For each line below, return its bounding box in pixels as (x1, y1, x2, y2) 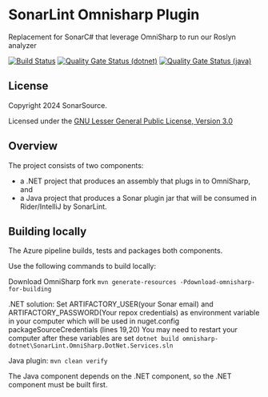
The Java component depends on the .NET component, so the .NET (8, 371, 232, 381)
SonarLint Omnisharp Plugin (8, 6, 200, 24)
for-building (8, 286, 52, 294)
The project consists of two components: (8, 160, 144, 170)
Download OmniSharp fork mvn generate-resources (8, 277, 177, 287)
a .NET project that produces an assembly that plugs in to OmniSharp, (19, 176, 250, 186)
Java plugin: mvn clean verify (8, 356, 108, 366)
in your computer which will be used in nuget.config (8, 316, 180, 326)
